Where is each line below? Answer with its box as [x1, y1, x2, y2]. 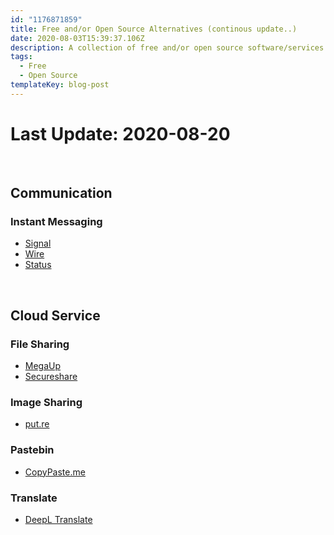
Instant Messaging [10, 215, 103, 228]
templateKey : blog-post [10, 80, 110, 90]
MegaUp [24, 360, 62, 372]
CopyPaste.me [24, 466, 86, 478]
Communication [10, 185, 113, 202]
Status [24, 259, 52, 271]
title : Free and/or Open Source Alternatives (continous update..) [10, 24, 298, 34]
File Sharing [10, 337, 70, 351]
